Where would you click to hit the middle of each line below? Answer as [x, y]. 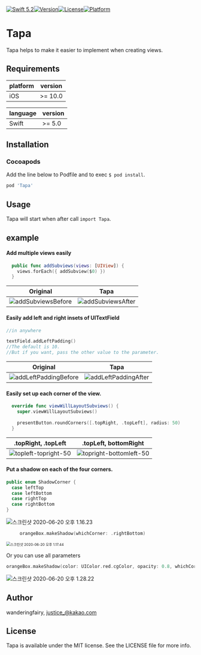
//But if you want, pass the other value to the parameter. [83, 353]
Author [19, 598]
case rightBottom [33, 504]
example [23, 238]
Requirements [33, 69]
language [23, 113]
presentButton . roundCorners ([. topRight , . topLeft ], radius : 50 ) [99, 423]
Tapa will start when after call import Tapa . [59, 219]
